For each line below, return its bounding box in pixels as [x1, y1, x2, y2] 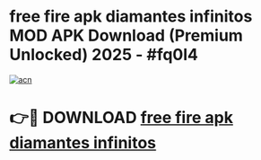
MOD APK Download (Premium [9, 25, 244, 46]
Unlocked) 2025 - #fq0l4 [9, 45, 199, 65]
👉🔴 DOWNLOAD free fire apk [9, 108, 233, 128]
